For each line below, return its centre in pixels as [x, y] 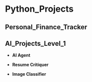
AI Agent [21, 55]
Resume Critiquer [30, 65]
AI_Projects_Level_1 [36, 43]
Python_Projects [39, 9]
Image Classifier [29, 74]
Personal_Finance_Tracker [46, 27]
